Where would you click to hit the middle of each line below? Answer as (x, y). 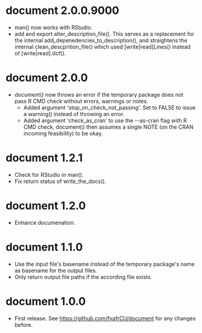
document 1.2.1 (44, 158)
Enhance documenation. (45, 222)
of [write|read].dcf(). (40, 53)
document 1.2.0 (46, 206)
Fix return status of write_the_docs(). (60, 181)
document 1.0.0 (46, 301)
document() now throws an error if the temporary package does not (99, 94)
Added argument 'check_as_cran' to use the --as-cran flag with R (105, 120)
